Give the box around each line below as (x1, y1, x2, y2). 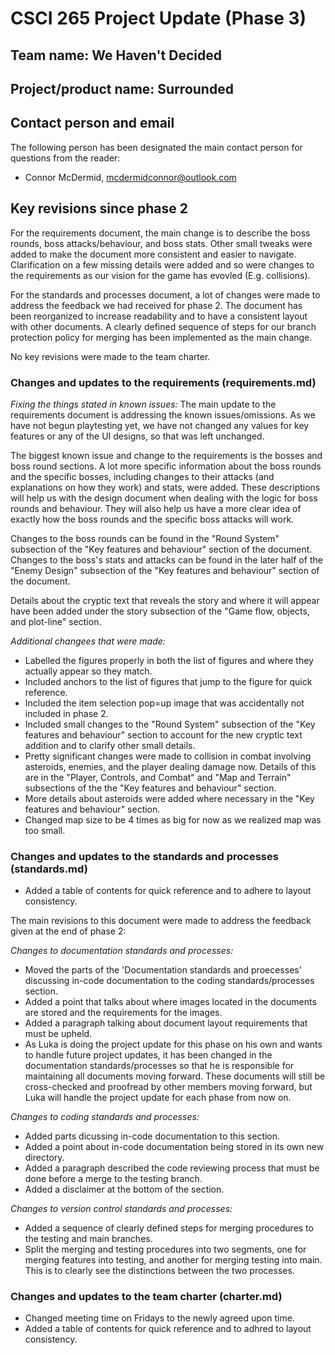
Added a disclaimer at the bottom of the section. (24, 1183, 225, 1196)
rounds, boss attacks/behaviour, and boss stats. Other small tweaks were (10, 237, 313, 249)
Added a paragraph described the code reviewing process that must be (24, 1162, 320, 1174)
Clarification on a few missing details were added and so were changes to (10, 258, 315, 271)
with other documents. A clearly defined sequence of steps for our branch (10, 320, 317, 332)
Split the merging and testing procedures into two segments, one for (24, 1243, 307, 1256)
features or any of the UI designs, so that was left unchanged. (10, 430, 265, 442)
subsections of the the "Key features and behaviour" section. (24, 782, 277, 794)
